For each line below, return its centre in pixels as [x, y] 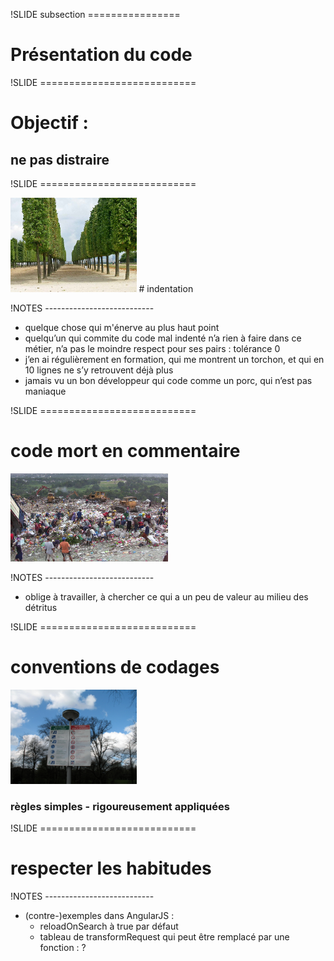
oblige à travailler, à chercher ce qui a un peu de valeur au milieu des [166, 596]
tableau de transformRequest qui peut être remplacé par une [164, 937]
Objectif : [49, 123]
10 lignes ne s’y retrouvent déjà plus [99, 370]
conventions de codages [115, 667]
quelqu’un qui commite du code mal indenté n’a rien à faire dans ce [163, 338]
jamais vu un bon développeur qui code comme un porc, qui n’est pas [168, 381]
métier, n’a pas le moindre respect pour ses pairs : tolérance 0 [152, 349]
